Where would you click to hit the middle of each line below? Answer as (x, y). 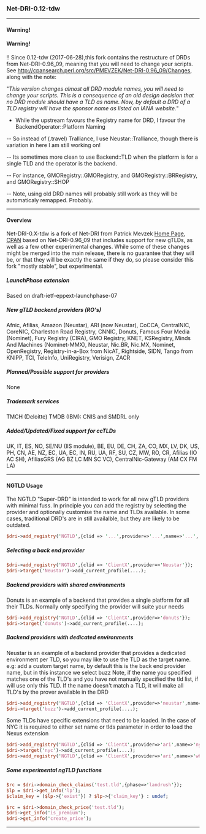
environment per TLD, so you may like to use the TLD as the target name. (99, 659)
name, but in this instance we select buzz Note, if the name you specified (99, 672)
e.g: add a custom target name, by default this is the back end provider (96, 665)
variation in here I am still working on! (54, 145)
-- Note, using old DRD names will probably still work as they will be (92, 194)
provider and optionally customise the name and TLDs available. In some (98, 512)
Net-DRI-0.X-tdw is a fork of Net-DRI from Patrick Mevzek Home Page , (96, 233)
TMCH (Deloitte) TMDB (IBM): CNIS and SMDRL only (73, 417)
